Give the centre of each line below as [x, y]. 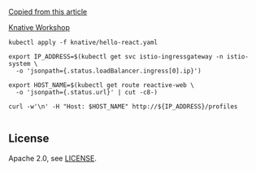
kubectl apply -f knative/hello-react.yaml [83, 42]
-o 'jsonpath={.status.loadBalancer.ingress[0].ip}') [108, 71]
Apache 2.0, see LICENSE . [53, 158]
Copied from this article [48, 12]
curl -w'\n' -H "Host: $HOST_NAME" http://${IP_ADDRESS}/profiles [123, 107]
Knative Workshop [39, 27]
